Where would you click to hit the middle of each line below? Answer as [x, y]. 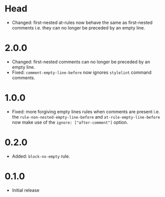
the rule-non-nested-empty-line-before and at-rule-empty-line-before [86, 117]
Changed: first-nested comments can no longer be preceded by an [81, 62]
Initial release [25, 190]
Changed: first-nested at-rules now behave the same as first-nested [82, 22]
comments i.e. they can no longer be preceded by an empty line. [78, 27]
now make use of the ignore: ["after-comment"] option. [70, 122]
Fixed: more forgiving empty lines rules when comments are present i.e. [86, 111]
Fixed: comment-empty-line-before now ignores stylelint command [82, 72]
